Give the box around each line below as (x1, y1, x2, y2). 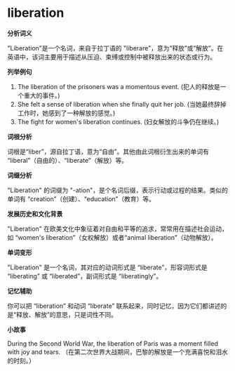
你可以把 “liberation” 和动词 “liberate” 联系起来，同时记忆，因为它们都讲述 (7, 302, 221, 310)
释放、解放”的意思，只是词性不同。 (16, 310, 118, 318)
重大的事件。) (23, 91, 60, 100)
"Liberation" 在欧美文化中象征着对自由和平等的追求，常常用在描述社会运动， (7, 224, 228, 233)
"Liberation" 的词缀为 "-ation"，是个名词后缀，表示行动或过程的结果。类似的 (7, 186, 228, 194)
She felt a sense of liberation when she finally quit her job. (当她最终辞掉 (17, 100, 227, 108)
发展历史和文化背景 (7, 209, 63, 218)
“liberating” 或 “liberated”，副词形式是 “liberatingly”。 (7, 271, 163, 280)
